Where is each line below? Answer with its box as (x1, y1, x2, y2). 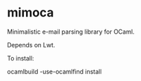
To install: (7, 54, 34, 62)
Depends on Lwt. (7, 40, 55, 49)
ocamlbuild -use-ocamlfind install (7, 67, 102, 76)
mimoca (7, 5, 54, 21)
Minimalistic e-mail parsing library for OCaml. (7, 27, 135, 36)
